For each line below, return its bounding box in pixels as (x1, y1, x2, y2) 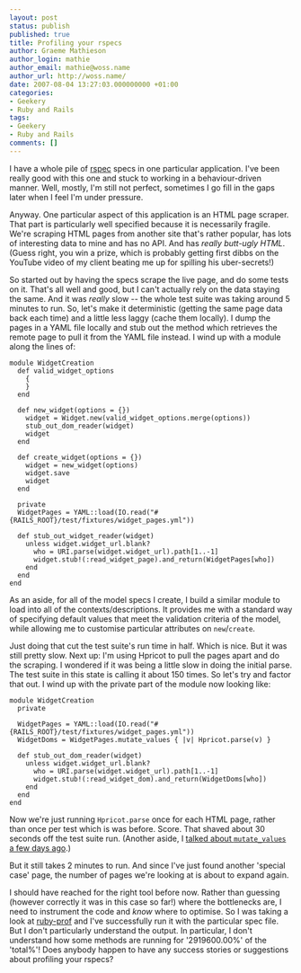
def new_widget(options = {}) (17, 405, 130, 414)
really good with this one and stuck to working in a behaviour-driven (9, 172, 262, 183)
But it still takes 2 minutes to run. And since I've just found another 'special (9, 860, 286, 871)
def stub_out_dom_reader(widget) (17, 751, 143, 760)
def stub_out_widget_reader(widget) (17, 531, 155, 540)
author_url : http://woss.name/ (9, 72, 127, 81)
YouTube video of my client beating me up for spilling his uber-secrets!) (9, 257, 275, 268)
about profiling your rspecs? (9, 953, 114, 964)
